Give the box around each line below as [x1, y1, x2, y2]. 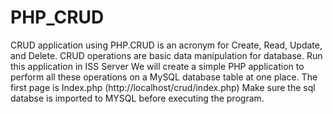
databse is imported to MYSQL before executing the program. [10, 92, 265, 104]
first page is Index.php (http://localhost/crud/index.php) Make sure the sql [10, 81, 316, 93]
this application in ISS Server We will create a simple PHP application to [10, 60, 305, 72]
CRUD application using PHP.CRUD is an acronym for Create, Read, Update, [10, 39, 323, 51]
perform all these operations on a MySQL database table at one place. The [10, 71, 318, 83]
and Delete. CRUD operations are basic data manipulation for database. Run [10, 49, 323, 61]
